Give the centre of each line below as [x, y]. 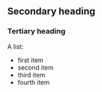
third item [31, 75]
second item [36, 67]
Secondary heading [51, 11]
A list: [15, 46]
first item [30, 60]
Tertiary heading [36, 31]
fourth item [33, 82]
